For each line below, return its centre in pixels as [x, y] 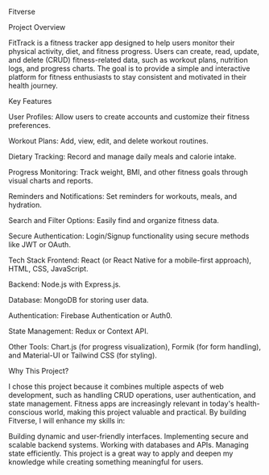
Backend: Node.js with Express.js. [64, 284]
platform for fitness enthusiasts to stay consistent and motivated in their [128, 77]
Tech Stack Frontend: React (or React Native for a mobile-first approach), [130, 260]
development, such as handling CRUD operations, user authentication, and [132, 395]
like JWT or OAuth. [39, 244]
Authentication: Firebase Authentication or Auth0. [91, 316]
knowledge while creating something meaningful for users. [106, 462]
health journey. [33, 85]
